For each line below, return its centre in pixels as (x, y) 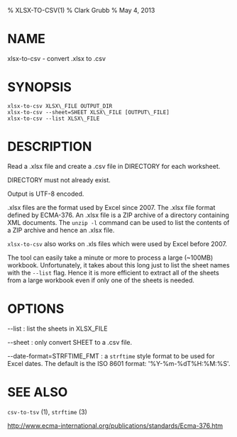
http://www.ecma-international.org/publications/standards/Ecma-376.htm (115, 426)
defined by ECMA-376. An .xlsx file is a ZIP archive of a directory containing (118, 215)
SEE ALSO (38, 392)
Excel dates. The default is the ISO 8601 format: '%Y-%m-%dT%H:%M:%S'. (119, 363)
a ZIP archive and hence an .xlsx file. (61, 230)
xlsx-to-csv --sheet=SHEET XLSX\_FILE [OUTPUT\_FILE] (89, 112)
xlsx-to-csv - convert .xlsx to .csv (57, 58)
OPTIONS (36, 309)
